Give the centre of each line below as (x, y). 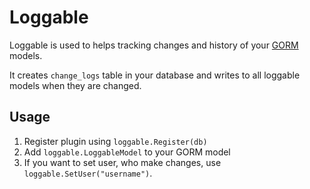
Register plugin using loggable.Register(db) (115, 141)
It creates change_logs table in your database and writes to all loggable (155, 75)
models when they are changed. (75, 85)
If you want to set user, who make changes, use (122, 162)
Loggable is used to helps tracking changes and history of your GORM (154, 45)
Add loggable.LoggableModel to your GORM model (127, 152)
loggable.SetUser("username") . (88, 173)
